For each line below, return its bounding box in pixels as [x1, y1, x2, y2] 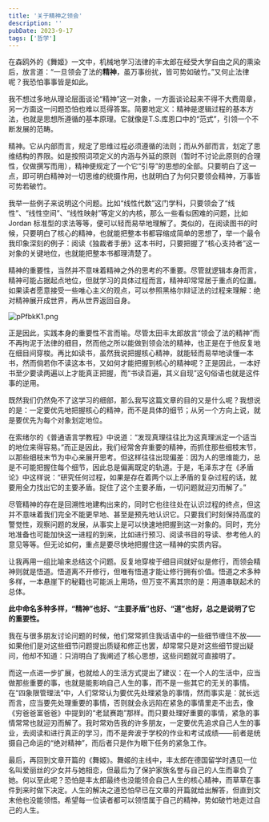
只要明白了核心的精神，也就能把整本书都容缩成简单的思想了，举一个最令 [22, 229, 261, 238]
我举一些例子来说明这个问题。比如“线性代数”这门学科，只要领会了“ [8, 198, 228, 209]
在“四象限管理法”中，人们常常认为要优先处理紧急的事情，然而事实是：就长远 [8, 688, 260, 698]
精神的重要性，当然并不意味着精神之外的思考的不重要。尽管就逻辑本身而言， [8, 265, 261, 275]
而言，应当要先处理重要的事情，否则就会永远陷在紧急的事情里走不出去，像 [8, 698, 254, 708]
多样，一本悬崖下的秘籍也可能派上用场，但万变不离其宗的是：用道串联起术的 [8, 577, 261, 586]
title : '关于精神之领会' [8, 11, 82, 20]
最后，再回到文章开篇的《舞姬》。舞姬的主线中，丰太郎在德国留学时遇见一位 [8, 755, 258, 765]
